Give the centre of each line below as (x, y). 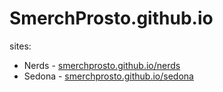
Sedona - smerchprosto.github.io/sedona (108, 76)
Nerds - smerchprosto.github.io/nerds (102, 65)
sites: (20, 46)
